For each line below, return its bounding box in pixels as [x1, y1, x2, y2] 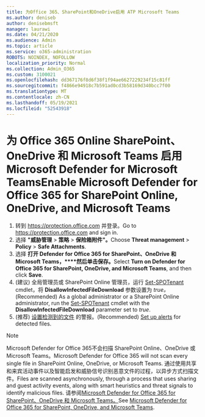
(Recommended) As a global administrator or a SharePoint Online [15, 293, 179, 300]
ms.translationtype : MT [6, 89, 67, 95]
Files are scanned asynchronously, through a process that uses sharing [17, 375, 196, 382]
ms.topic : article [6, 43, 53, 49]
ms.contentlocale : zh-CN [6, 94, 70, 100]
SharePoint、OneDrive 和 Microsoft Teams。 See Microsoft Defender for [6, 397, 187, 404]
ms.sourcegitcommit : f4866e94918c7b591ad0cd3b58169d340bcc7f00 [6, 83, 171, 89]
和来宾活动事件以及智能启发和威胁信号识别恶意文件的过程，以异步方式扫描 [6, 368, 193, 375]
